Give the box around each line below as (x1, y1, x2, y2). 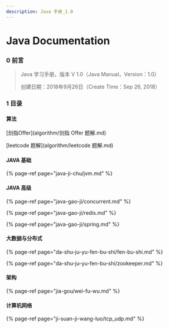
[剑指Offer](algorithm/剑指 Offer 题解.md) (6, 129, 107, 136)
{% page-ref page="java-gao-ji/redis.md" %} (6, 209, 117, 216)
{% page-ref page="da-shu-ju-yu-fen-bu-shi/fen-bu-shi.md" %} (6, 248, 163, 255)
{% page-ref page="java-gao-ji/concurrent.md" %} (6, 198, 131, 205)
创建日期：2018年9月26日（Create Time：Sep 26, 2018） (20, 83, 161, 90)
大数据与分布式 (6, 235, 42, 242)
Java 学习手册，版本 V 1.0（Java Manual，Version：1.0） (20, 71, 160, 78)
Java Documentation (6, 34, 110, 47)
